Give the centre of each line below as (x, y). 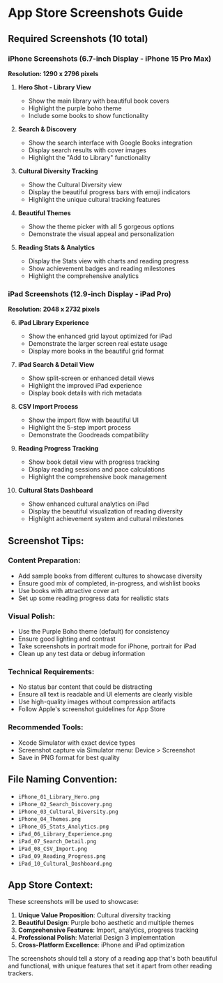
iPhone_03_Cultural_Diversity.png (68, 812)
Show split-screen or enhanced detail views (91, 378)
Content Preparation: (44, 560)
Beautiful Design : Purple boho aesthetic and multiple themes (106, 923)
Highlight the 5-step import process (80, 428)
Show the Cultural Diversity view (75, 184)
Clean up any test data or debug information (82, 654)
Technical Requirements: (51, 672)
